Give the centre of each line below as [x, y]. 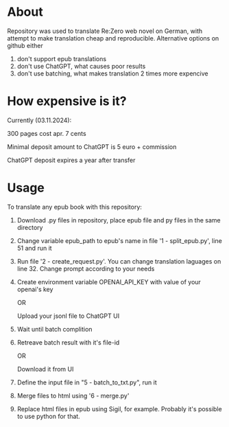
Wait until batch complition [55, 329]
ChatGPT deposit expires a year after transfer [71, 160]
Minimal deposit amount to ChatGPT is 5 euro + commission [92, 147]
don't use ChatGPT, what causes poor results [81, 66]
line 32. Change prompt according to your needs [86, 268]
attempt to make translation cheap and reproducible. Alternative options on [113, 38]
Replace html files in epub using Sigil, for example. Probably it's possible [119, 408]
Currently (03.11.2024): [39, 120]
